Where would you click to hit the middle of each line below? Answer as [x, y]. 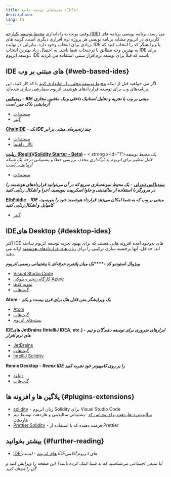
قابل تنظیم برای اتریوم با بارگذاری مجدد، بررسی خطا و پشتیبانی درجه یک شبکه [79, 160]
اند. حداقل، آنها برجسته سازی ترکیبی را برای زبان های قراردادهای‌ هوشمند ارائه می [83, 248]
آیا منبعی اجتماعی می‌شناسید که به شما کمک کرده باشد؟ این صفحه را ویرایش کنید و [84, 463]
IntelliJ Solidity [28, 356]
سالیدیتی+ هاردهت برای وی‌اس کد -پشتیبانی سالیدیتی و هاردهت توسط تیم [82, 414]
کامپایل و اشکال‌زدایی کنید [30, 205]
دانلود [18, 375]
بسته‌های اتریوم [27, 320]
